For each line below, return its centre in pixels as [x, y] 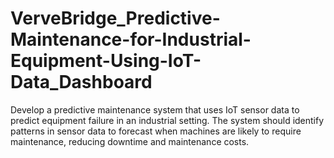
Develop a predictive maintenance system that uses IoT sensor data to [155, 109]
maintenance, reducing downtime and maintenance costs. [130, 141]
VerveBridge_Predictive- [115, 18]
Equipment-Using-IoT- [106, 61]
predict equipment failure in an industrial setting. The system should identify [167, 120]
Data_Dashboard [81, 82]
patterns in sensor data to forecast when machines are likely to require [156, 131]
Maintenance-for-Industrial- [131, 39]
